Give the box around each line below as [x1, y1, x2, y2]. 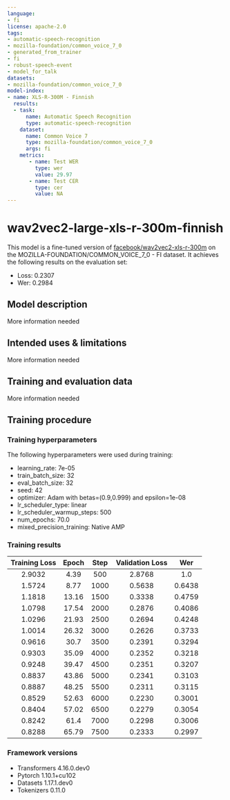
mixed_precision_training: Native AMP [17, 523, 126, 531]
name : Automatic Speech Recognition [25, 113, 131, 120]
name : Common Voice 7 [25, 132, 88, 139]
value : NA [35, 190, 64, 197]
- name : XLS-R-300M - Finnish [7, 94, 95, 101]
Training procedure [7, 414, 92, 426]
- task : [13, 107, 36, 114]
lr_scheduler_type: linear [17, 501, 88, 509]
